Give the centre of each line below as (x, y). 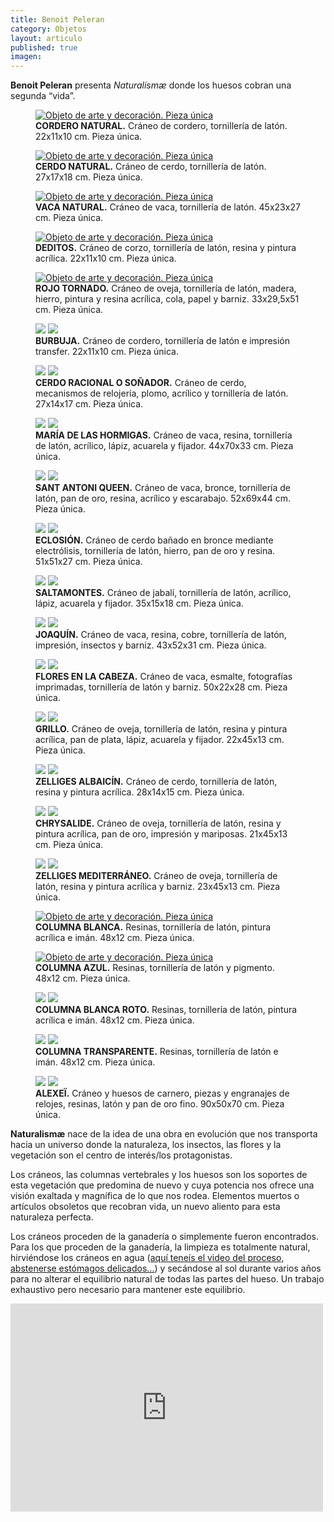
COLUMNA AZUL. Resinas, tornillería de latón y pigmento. (155, 968)
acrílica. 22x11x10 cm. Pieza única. (106, 258)
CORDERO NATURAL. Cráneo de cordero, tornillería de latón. (161, 126)
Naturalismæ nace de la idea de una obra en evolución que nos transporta (164, 1134)
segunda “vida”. (43, 96)
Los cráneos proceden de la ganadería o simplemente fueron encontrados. (165, 1237)
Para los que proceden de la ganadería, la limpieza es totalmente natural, (160, 1247)
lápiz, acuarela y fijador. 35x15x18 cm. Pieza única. (139, 603)
